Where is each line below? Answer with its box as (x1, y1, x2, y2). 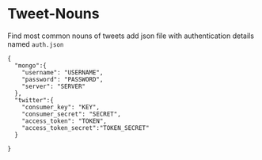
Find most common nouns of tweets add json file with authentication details (7, 31, 255, 40)
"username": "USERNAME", (21, 68, 104, 76)
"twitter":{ (14, 96, 55, 104)
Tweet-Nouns (7, 5, 100, 23)
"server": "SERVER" (21, 82, 86, 90)
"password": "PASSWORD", (21, 75, 104, 83)
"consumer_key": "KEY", (21, 103, 101, 111)
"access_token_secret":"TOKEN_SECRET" (21, 124, 150, 131)
